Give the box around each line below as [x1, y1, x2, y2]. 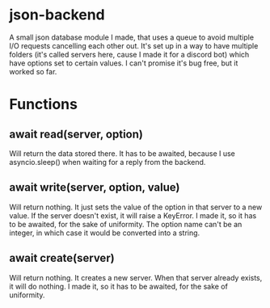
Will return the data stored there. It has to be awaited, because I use [9, 148, 235, 158]
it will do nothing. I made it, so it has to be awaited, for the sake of [9, 281, 229, 291]
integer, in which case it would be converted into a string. [9, 228, 200, 238]
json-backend [9, 6, 105, 24]
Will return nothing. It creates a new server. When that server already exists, [9, 272, 263, 282]
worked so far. [9, 66, 57, 76]
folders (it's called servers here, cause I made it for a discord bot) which [9, 49, 250, 59]
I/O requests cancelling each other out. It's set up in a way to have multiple [9, 40, 259, 50]
